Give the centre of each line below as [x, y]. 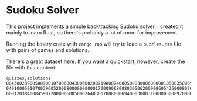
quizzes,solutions [28, 78]
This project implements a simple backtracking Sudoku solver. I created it [95, 26]
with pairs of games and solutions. [48, 50]
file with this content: [31, 67]
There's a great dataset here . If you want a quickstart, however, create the [96, 61]
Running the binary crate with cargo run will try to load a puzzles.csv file [94, 44]
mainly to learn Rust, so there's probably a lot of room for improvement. [92, 32]
